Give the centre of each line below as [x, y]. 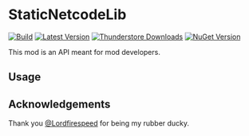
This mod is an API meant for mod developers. [85, 52]
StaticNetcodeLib [67, 15]
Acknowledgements [59, 104]
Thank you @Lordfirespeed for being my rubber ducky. [99, 123]
